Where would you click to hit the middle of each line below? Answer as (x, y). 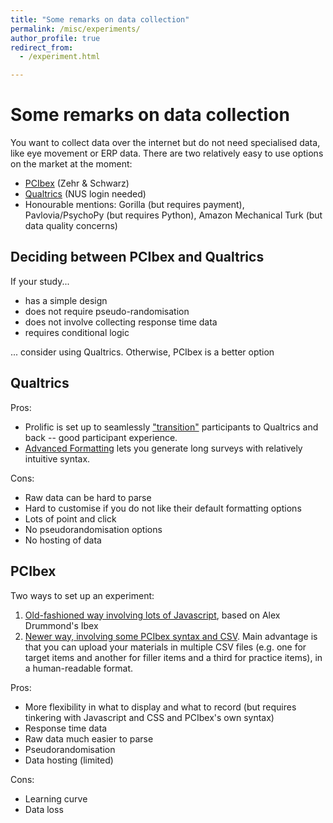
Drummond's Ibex (61, 625)
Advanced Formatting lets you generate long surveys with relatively (163, 448)
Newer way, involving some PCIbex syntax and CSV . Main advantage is (171, 636)
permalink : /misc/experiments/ (75, 29)
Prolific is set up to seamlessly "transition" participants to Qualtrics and (171, 427)
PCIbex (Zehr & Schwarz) (77, 183)
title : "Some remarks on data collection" (100, 19)
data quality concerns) (71, 226)
